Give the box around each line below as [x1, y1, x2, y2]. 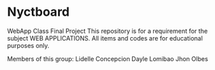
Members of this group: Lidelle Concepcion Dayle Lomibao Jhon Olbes [7, 54, 209, 62]
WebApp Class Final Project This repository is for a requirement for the [7, 27, 208, 35]
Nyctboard [7, 4, 70, 20]
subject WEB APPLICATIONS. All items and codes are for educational [7, 34, 203, 42]
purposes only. [7, 41, 50, 49]
